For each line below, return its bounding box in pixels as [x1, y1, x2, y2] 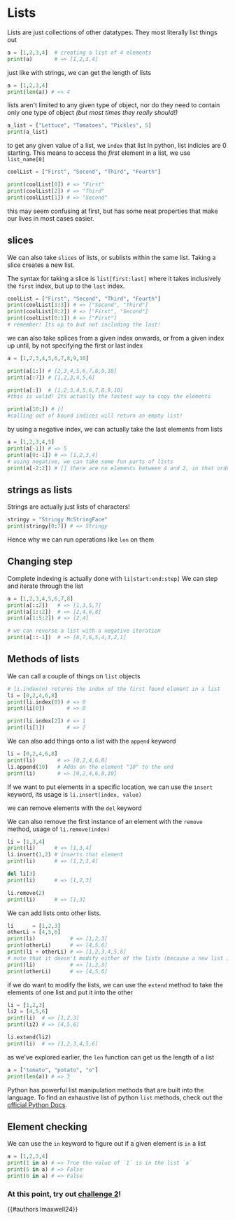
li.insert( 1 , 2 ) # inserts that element [7, 851, 124, 858]
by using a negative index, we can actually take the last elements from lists [7, 425, 222, 433]
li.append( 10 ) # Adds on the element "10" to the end [7, 763, 173, 770]
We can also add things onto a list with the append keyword [7, 737, 176, 746]
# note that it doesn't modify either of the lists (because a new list [7, 954, 224, 961]
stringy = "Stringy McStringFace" [7, 516, 108, 523]
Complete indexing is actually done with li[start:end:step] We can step [7, 574, 218, 582]
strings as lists [7, 484, 73, 495]
